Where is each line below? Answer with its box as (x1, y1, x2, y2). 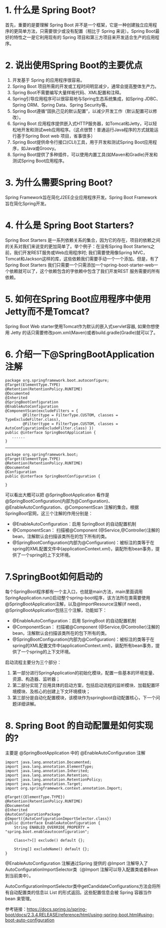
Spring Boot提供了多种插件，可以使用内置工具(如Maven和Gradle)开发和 (12, 151, 158, 157)
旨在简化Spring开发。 (5, 200, 49, 206)
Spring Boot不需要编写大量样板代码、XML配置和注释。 (12, 89, 124, 95)
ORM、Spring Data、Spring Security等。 (27, 102, 110, 108)
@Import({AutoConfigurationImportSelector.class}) (5, 816, 112, 821)
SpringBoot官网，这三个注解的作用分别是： (5, 510, 93, 516)
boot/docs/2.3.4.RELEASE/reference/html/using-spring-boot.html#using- (5, 912, 154, 918)
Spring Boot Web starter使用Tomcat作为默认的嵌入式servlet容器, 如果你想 (5, 323, 155, 329)
